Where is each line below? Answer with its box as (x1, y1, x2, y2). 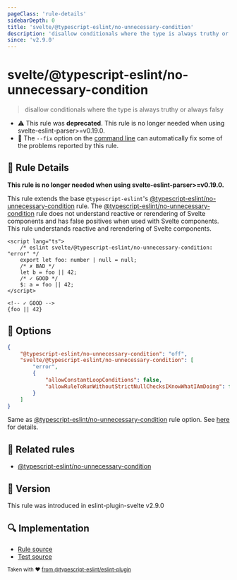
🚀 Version (7, 483, 51, 495)
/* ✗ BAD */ (20, 262, 55, 270)
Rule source (17, 545, 53, 553)
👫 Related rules (7, 443, 75, 455)
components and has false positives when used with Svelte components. (7, 217, 219, 225)
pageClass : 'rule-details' (7, 10, 87, 18)
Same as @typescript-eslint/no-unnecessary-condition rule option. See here (7, 416, 230, 424)
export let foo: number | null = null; (20, 256, 138, 263)
